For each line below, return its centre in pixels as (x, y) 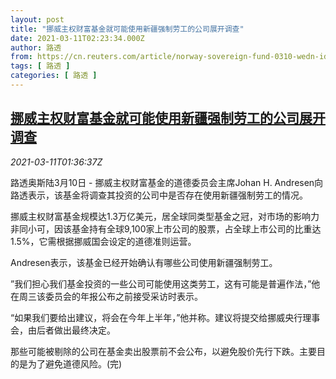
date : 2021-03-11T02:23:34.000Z (77, 38)
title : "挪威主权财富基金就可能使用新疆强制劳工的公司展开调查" (127, 29)
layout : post (37, 19)
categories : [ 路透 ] (54, 76)
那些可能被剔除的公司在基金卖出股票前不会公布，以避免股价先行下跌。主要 (163, 351)
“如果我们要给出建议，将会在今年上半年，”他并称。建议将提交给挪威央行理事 (165, 317)
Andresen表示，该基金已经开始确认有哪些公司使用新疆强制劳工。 (144, 262)
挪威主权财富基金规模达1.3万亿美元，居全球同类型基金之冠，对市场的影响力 (165, 216)
